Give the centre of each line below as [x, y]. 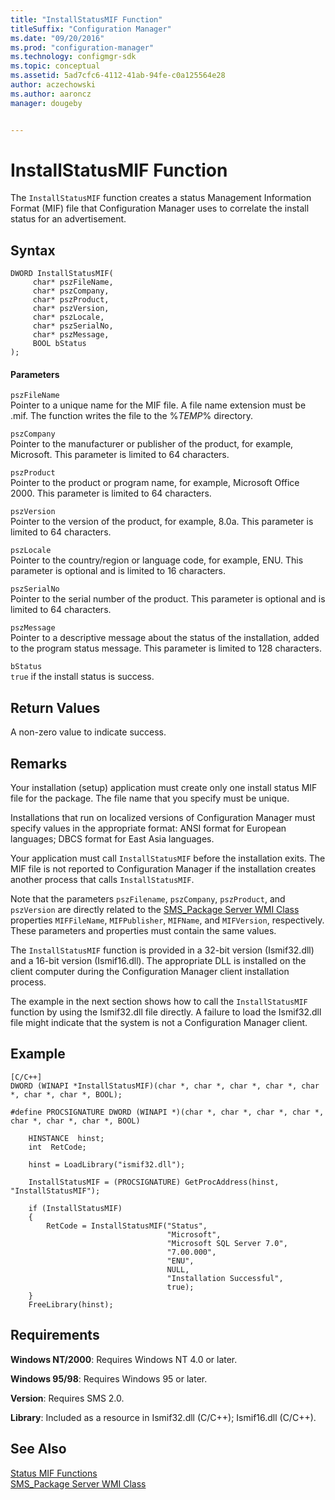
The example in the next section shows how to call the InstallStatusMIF [159, 1002]
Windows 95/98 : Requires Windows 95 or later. [109, 1378]
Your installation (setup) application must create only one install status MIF [164, 788]
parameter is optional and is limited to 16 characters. [118, 571]
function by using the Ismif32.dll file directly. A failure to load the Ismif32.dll [166, 1012]
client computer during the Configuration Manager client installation [150, 972]
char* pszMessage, [71, 335]
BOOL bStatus [59, 344]
